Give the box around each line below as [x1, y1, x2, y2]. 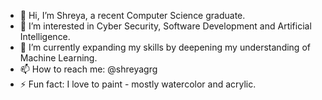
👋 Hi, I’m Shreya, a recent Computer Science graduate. [19, 10, 246, 21]
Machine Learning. [19, 52, 98, 64]
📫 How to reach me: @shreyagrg [19, 63, 158, 75]
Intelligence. [19, 31, 71, 42]
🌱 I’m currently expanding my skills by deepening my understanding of [19, 41, 311, 53]
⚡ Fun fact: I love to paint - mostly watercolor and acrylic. [19, 78, 257, 90]
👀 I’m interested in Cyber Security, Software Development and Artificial [19, 20, 312, 32]
